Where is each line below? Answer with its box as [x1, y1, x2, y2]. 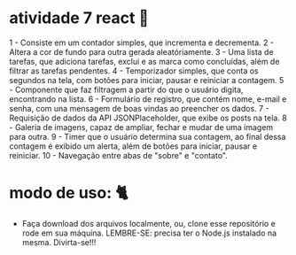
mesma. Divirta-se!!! [21, 236, 97, 247]
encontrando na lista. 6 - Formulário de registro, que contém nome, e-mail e [9, 93, 287, 104]
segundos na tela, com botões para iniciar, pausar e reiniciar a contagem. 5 [9, 74, 284, 85]
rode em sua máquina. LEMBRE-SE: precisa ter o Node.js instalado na [21, 228, 277, 238]
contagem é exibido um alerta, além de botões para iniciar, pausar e [9, 141, 258, 151]
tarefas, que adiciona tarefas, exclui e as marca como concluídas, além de [9, 56, 280, 66]
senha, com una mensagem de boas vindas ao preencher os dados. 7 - [9, 103, 269, 113]
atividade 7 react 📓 [9, 8, 149, 28]
